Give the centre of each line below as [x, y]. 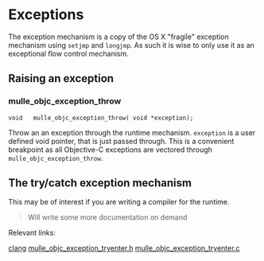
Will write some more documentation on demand [107, 217]
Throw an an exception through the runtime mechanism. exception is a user [132, 132]
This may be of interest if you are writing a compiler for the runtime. [119, 202]
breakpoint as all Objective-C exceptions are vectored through [111, 150]
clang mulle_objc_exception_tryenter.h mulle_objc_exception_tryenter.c [124, 248]
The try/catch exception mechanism [100, 183]
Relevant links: [32, 233]
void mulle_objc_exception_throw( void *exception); [101, 118]
